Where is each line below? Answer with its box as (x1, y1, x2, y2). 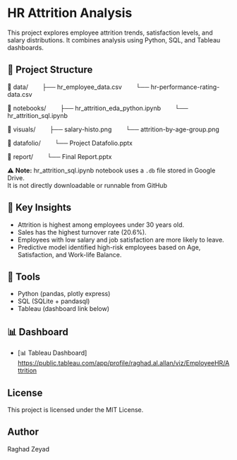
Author (7, 426, 39, 438)
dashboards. (7, 43, 44, 52)
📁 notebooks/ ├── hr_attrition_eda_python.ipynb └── (7, 104, 188, 112)
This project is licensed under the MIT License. (7, 406, 144, 414)
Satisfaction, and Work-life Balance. (17, 250, 122, 259)
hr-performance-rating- (150, 83, 220, 91)
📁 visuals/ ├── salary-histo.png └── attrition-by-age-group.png (7, 125, 220, 134)
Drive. (7, 173, 25, 182)
